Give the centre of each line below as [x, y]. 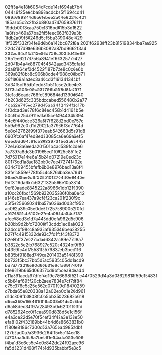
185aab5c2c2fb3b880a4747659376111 [44, 22]
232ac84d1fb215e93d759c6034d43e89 [45, 53]
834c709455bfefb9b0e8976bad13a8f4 [44, 167]
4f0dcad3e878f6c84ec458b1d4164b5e [44, 110]
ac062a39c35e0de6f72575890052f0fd [44, 208]
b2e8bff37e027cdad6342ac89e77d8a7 [44, 240]
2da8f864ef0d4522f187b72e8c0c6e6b [44, 69]
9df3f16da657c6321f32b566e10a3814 [43, 183]
